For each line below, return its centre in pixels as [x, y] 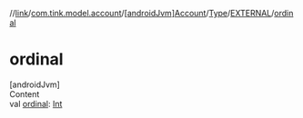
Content [25, 93]
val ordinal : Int [36, 103]
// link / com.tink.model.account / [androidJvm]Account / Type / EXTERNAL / [142, 13]
